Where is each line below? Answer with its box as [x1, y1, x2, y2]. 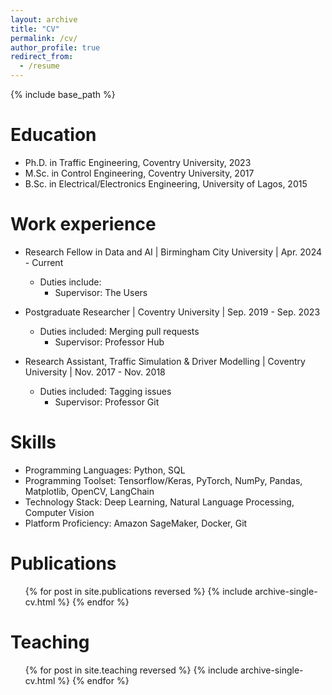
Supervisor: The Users [54, 286, 148, 298]
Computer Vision [24, 506, 95, 518]
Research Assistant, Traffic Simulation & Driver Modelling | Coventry [24, 355, 306, 367]
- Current [24, 256, 64, 268]
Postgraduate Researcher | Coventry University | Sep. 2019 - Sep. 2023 [24, 306, 321, 318]
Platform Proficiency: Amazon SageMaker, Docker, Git [24, 517, 248, 529]
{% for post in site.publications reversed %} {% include [24, 585, 253, 597]
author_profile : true [10, 42, 101, 53]
